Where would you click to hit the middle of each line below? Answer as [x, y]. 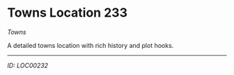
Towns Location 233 [67, 13]
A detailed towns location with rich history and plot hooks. [91, 45]
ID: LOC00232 [28, 65]
